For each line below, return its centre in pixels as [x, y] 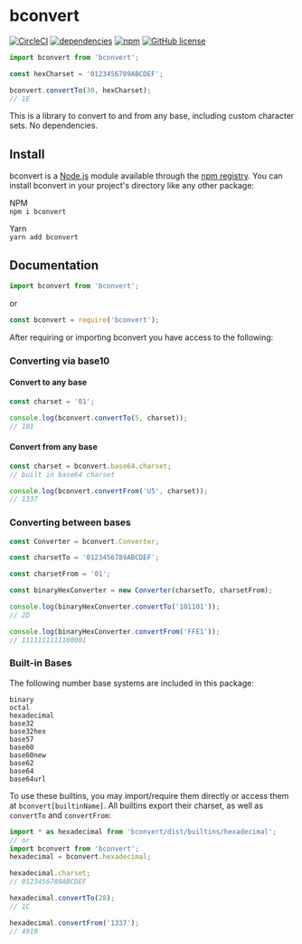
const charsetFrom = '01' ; [60, 574]
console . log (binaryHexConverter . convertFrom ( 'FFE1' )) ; [115, 631]
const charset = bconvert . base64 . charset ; [90, 466]
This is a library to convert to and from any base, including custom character [152, 116]
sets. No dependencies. [53, 126]
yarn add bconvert [44, 238]
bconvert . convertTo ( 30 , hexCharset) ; [80, 90]
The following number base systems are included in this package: [132, 683]
